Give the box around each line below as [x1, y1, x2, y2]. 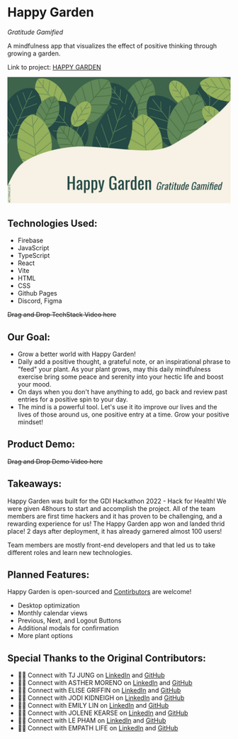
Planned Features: [7, 569, 90, 581]
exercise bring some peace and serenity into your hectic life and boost [17, 372, 224, 381]
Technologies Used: [7, 217, 98, 230]
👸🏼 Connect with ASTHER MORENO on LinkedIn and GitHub [17, 679, 193, 687]
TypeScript [17, 252, 50, 260]
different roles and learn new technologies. [7, 548, 133, 556]
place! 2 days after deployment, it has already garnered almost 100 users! [7, 527, 222, 535]
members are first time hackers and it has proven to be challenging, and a [7, 512, 223, 520]
